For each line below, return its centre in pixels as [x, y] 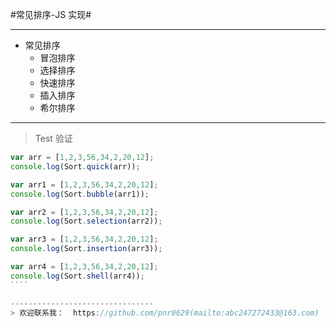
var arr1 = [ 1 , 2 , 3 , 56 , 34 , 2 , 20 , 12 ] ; [84, 184]
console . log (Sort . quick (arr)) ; [75, 166]
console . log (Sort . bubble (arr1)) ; [80, 194]
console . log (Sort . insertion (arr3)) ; [86, 249]
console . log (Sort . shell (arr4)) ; [77, 276]
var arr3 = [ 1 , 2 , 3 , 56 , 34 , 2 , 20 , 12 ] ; [84, 239]
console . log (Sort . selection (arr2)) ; [86, 221]
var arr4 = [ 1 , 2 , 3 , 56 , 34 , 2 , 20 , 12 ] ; [84, 267]
